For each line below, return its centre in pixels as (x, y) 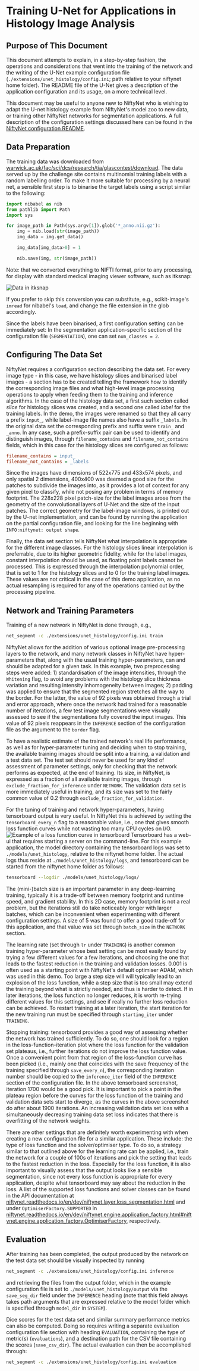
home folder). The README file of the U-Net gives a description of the (92, 85)
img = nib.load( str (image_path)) (58, 231)
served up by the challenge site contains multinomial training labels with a (97, 174)
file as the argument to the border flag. (53, 730)
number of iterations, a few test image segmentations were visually (88, 711)
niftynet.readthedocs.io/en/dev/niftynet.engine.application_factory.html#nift (99, 1214)
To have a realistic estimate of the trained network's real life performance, (97, 741)
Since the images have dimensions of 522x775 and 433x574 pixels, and (94, 473)
